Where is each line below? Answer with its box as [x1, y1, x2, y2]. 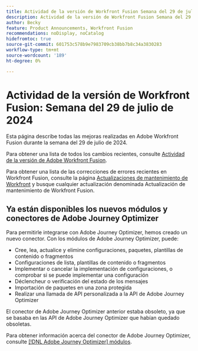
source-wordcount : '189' [6, 52, 67, 58]
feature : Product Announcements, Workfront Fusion [6, 25, 133, 31]
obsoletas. [6, 320, 32, 327]
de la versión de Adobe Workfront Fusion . [6, 157, 107, 164]
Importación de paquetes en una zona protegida [14, 284, 132, 292]
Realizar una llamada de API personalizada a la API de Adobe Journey [14, 290, 184, 297]
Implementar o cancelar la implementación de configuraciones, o [14, 266, 173, 273]
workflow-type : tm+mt [6, 47, 60, 53]
